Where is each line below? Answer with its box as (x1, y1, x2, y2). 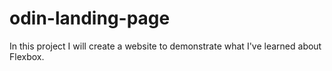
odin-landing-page (9, 7, 171, 30)
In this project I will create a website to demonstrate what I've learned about (9, 40, 322, 52)
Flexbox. (9, 50, 45, 62)
